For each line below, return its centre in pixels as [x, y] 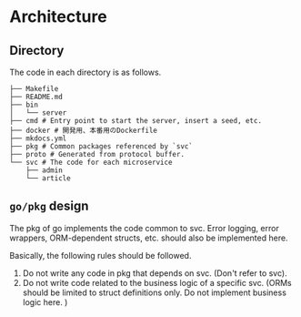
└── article [48, 179]
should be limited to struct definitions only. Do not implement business [154, 292]
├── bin [24, 105]
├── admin [45, 170]
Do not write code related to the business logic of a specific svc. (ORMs [157, 282]
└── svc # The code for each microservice [91, 162]
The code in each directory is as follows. [85, 72]
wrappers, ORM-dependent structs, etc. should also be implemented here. [149, 238]
